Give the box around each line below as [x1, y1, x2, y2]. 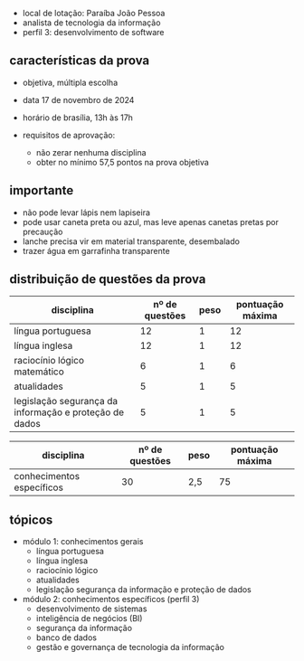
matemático [14, 365, 65, 378]
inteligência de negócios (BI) [35, 613, 143, 624]
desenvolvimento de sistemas [35, 603, 147, 614]
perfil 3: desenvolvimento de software [22, 27, 165, 37]
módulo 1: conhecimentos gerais [22, 536, 144, 547]
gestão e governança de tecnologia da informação [35, 642, 224, 653]
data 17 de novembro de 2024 [22, 94, 135, 105]
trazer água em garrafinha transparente [22, 245, 170, 256]
